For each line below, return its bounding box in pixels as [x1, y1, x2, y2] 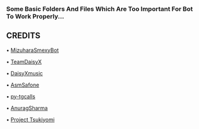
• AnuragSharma [6, 104, 48, 112]
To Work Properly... [6, 12, 65, 20]
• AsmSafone [6, 81, 40, 88]
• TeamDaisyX [6, 58, 42, 65]
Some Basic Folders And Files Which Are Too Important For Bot [6, 5, 193, 13]
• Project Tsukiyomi [6, 116, 55, 123]
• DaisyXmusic [6, 69, 43, 76]
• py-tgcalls [6, 93, 36, 100]
